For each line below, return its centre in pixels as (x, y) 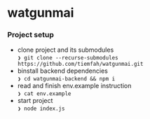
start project (35, 101)
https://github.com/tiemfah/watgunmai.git (80, 64)
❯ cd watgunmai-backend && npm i (66, 79)
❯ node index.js (41, 109)
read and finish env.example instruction (74, 86)
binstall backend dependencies (63, 71)
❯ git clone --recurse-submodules (68, 58)
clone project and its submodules (66, 50)
